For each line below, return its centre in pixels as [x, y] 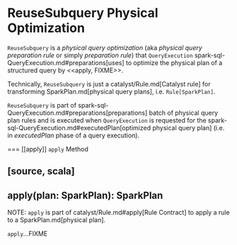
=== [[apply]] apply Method [48, 149]
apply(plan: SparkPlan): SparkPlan [85, 195]
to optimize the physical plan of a [174, 62]
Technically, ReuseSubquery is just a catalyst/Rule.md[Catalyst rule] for [109, 84]
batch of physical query [184, 113]
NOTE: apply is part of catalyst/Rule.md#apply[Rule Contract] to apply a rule [118, 212]
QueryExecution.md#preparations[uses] [66, 62]
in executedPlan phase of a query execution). [74, 135]
